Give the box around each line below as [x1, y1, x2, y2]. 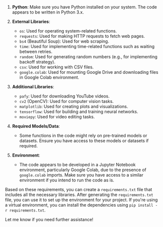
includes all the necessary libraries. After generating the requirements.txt [5, 192, 154, 197]
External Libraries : [12, 19, 50, 24]
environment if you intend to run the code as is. [19, 177, 114, 183]
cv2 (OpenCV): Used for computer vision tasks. [19, 98, 114, 104]
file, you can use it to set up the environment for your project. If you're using [5, 197, 158, 203]
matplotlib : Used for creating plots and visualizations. [19, 104, 128, 109]
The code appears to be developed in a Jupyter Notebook [19, 162, 136, 167]
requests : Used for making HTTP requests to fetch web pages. [19, 33, 145, 39]
